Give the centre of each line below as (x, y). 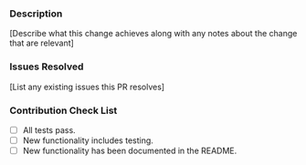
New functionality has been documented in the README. (130, 151)
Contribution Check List (63, 110)
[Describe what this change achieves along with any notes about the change (153, 34)
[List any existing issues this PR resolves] (87, 87)
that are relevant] (42, 43)
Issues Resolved (47, 67)
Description (36, 14)
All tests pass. (49, 129)
